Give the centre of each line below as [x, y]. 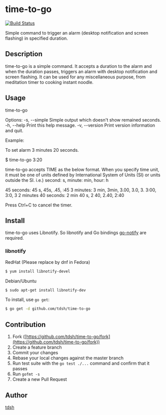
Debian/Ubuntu [21, 281]
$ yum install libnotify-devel [38, 271]
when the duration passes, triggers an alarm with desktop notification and [81, 71]
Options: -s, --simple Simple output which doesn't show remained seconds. [83, 120]
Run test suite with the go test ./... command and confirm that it [81, 363]
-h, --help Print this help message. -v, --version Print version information [80, 125]
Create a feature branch [37, 347]
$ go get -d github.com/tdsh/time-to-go [48, 309]
